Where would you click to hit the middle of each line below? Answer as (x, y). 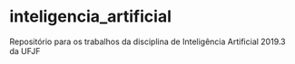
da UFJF (25, 50)
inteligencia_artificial (91, 17)
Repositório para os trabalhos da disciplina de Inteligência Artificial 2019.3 (147, 41)
